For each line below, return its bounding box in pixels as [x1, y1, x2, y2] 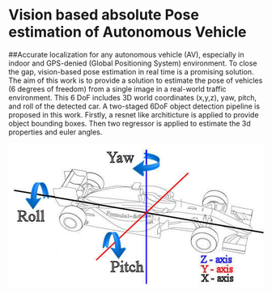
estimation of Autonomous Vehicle [8, 23, 247, 41]
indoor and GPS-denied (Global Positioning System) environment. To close [8, 58, 257, 68]
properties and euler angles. [8, 127, 103, 137]
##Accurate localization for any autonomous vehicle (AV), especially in [8, 49, 244, 59]
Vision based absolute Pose [8, 6, 200, 24]
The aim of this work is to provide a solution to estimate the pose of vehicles [8, 75, 263, 85]
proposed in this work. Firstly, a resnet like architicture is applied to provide [8, 109, 259, 119]
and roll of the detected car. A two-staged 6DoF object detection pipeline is [8, 101, 261, 111]
